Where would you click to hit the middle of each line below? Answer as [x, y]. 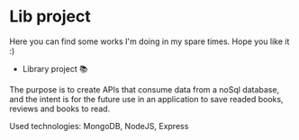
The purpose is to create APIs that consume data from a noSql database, [145, 89]
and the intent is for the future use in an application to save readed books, [146, 99]
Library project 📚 [55, 68]
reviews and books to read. [60, 109]
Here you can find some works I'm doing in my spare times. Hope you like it [149, 41]
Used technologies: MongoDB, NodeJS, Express [99, 126]
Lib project [50, 17]
